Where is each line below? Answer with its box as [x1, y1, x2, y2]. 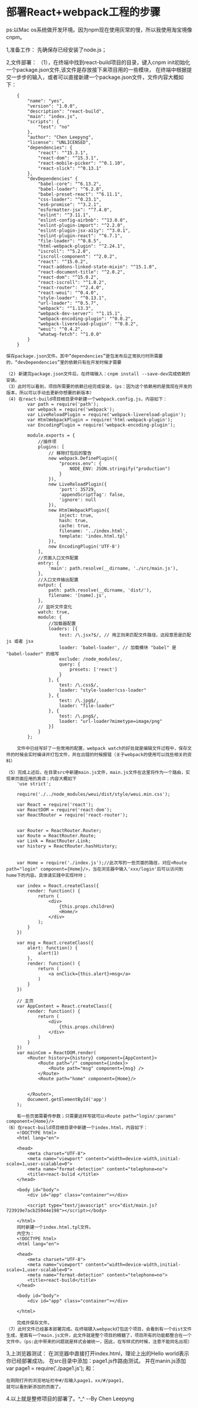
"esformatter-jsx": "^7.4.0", [37, 207, 112, 213]
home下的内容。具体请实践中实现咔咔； [6, 872, 87, 878]
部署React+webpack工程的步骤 [6, 5, 161, 19]
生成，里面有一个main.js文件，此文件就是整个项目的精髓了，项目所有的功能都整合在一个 [6, 1332, 192, 1338]
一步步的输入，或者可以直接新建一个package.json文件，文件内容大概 [11, 73, 179, 81]
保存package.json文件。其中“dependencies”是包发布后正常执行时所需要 [6, 353, 163, 359]
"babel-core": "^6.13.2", [37, 181, 102, 187]
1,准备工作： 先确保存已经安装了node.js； [6, 46, 107, 53]
